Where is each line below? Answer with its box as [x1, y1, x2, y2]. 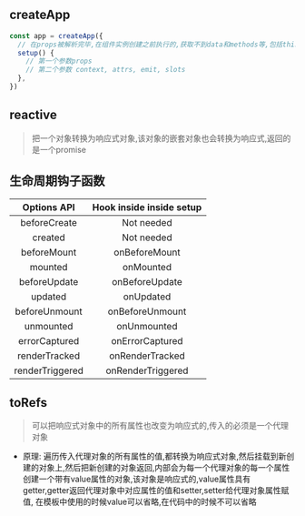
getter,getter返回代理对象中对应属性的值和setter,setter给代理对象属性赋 [22, 485, 290, 496]
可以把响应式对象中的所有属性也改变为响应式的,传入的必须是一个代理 [31, 420, 289, 431]
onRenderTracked [108, 349, 185, 362]
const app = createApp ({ [9, 31, 103, 40]
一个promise [39, 144, 87, 155]
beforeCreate [20, 216, 77, 228]
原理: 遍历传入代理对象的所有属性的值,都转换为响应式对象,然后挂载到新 [22, 450, 287, 462]
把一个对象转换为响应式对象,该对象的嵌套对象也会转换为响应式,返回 [31, 132, 283, 144]
